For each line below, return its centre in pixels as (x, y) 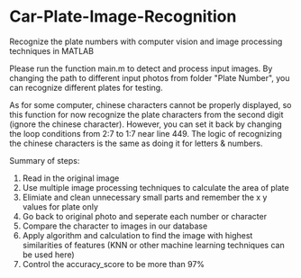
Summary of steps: (45, 160)
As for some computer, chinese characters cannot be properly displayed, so (150, 104)
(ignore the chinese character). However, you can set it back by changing (146, 124)
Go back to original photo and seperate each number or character (145, 216)
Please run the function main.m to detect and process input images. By (141, 68)
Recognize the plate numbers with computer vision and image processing (146, 41)
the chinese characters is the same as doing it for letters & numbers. (136, 143)
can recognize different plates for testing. (87, 87)
